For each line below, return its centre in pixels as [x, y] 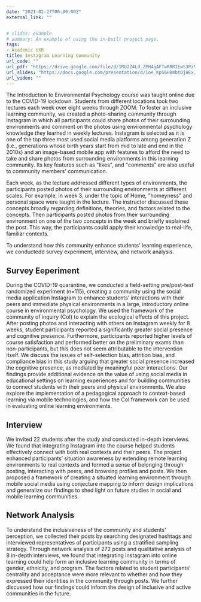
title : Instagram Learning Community [53, 56]
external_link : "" [29, 17]
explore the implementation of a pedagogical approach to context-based [96, 394]
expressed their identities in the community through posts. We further [92, 580]
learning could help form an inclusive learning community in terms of [91, 561]
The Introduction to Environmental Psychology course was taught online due [100, 95]
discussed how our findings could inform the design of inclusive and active [99, 587]
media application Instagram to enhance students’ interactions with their [95, 298]
